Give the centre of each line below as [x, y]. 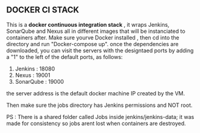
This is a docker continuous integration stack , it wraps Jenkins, [88, 24]
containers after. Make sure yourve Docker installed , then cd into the [93, 37]
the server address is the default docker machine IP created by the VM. [96, 93]
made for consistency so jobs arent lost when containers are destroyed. [96, 123]
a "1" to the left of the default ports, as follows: [64, 56]
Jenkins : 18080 [35, 69]
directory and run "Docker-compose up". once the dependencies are [92, 44]
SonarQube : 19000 [40, 81]
